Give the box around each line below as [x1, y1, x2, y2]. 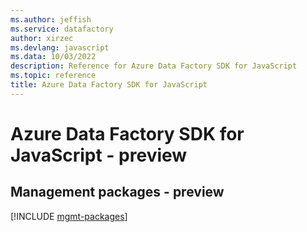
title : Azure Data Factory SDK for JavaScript [10, 80, 208, 90]
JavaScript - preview [10, 144, 188, 166]
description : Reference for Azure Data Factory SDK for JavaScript [10, 61, 298, 71]
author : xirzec [10, 33, 74, 43]
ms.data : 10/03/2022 [10, 52, 97, 62]
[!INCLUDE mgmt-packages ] [10, 210, 128, 222]
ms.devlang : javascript [10, 42, 110, 53]
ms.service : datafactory [10, 24, 114, 34]
